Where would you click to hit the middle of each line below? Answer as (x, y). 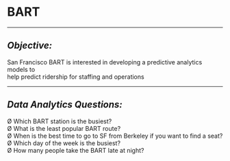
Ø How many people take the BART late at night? (76, 150)
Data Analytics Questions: (65, 104)
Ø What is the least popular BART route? (64, 128)
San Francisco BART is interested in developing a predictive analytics (105, 62)
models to (21, 69)
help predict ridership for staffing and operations (76, 77)
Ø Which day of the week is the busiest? (64, 143)
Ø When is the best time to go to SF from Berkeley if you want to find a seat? (115, 136)
